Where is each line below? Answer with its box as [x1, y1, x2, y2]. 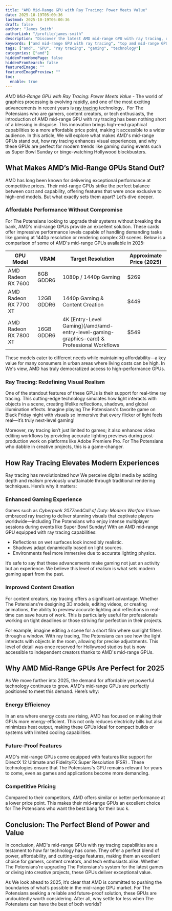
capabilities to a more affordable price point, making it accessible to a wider [5, 127, 165, 133]
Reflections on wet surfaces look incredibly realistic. [12, 539, 123, 546]
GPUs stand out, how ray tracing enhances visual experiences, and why [5, 138, 157, 144]
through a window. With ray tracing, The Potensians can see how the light [5, 632, 161, 639]
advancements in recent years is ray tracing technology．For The [5, 105, 144, 111]
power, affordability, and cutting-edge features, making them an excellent [5, 853, 160, 859]
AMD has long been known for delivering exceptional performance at [5, 177, 151, 183]
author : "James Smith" [5, 27, 54, 32]
